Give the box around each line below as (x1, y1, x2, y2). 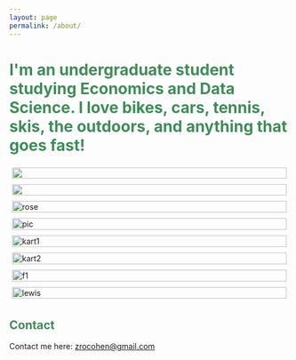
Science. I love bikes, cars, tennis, (9, 97, 265, 117)
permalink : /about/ (9, 21, 82, 30)
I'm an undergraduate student (9, 60, 235, 80)
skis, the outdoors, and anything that (9, 116, 288, 136)
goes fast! (9, 135, 86, 156)
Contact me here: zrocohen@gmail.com (9, 341, 156, 352)
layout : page (9, 12, 58, 22)
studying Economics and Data (9, 78, 236, 99)
